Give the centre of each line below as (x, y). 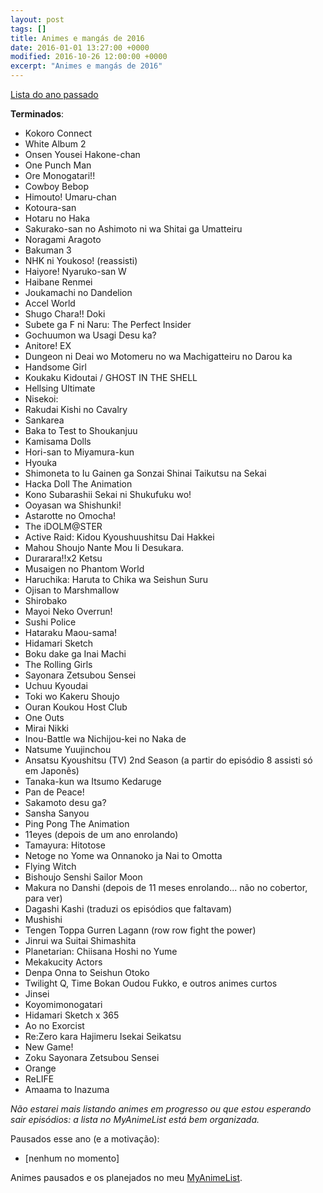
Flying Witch (50, 866)
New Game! (49, 1047)
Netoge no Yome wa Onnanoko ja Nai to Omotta (123, 855)
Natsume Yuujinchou (68, 749)
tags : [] (28, 29)
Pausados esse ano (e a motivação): (85, 1139)
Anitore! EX (48, 345)
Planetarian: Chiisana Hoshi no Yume (101, 951)
